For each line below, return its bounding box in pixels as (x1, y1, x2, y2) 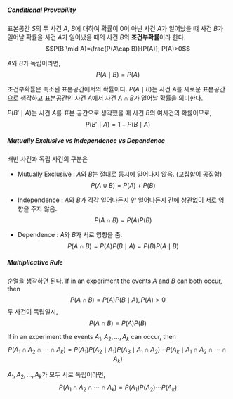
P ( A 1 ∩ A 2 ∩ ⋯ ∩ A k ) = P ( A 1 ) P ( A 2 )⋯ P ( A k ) (58, 384, 178, 393)
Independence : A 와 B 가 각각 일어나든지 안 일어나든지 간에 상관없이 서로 (17, 196, 218, 204)
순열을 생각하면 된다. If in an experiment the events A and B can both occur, (7, 277, 222, 285)
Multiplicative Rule (7, 258, 63, 267)
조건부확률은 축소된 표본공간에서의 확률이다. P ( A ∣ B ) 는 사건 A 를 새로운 (7, 84, 201, 93)
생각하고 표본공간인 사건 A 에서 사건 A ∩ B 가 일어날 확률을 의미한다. (20, 94, 204, 102)
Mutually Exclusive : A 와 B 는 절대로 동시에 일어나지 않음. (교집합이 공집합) (17, 170, 222, 178)
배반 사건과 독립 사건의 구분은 (7, 155, 88, 163)
